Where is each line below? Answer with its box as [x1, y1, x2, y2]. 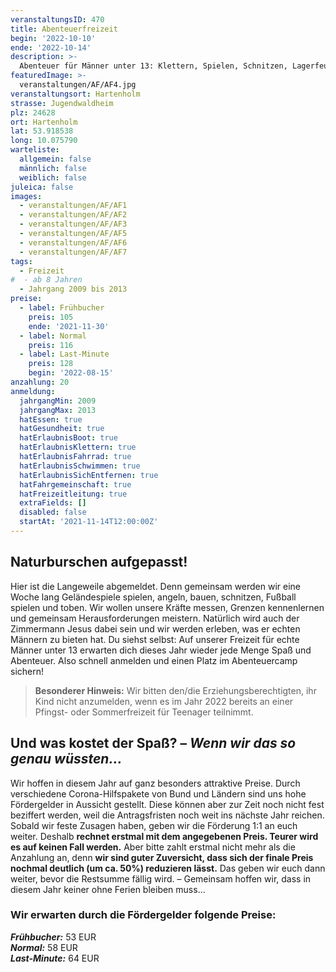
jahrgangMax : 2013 [19, 405, 97, 415]
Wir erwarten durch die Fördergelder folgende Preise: [10, 908, 277, 922]
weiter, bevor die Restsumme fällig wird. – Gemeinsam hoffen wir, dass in [10, 872, 312, 885]
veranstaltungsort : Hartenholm [10, 89, 141, 99]
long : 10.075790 [10, 136, 78, 146]
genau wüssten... [10, 751, 123, 768]
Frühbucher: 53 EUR [10, 931, 97, 943]
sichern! [10, 665, 45, 677]
